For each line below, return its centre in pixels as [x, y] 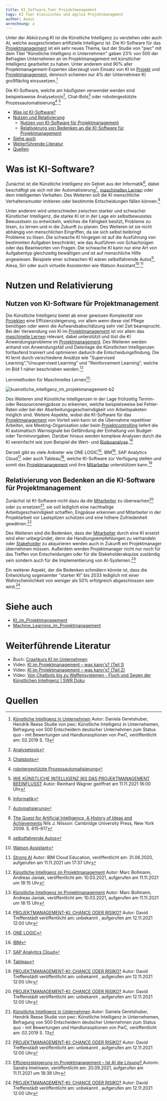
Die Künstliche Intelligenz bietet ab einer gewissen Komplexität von [74, 315]
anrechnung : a [20, 24]
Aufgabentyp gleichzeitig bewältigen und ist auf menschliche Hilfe [73, 253]
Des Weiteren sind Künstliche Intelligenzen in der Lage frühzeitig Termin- [80, 399]
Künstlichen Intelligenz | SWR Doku [49, 680]
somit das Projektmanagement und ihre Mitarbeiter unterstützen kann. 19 [79, 464]
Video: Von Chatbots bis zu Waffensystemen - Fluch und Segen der [82, 675]
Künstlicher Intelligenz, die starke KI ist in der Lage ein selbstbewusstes [79, 216]
